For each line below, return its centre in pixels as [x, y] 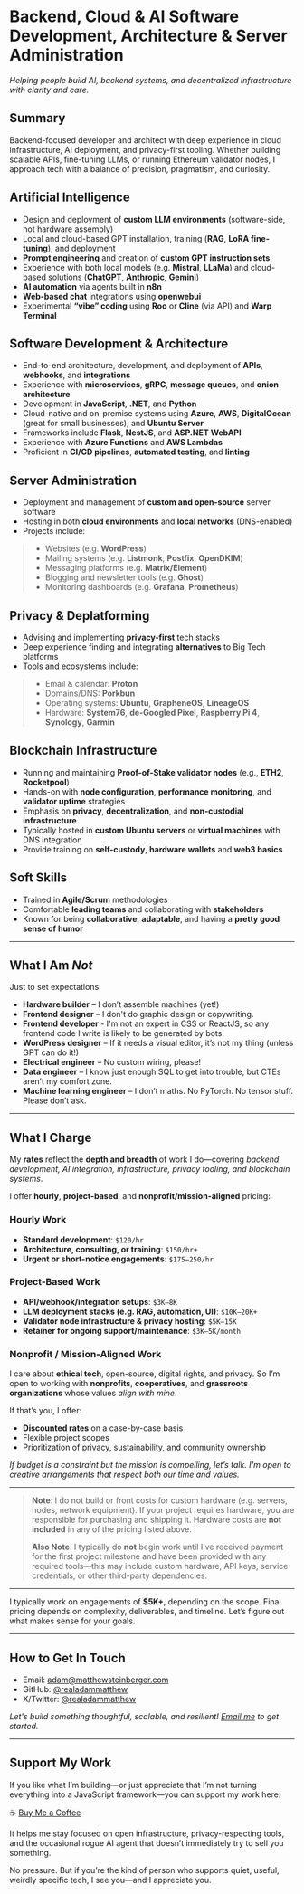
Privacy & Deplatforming [80, 616]
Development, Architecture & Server [148, 36]
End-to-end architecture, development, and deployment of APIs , [143, 366]
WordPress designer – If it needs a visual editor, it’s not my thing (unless [158, 1043]
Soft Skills [38, 878]
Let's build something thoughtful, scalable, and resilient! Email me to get [144, 1716]
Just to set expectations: [55, 987]
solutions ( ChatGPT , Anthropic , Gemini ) [124, 277]
